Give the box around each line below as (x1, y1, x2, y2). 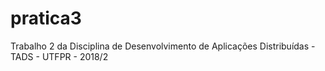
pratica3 (10, 7, 82, 30)
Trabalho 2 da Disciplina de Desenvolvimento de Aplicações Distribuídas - (10, 40, 316, 52)
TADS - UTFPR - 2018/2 (10, 50, 109, 62)
